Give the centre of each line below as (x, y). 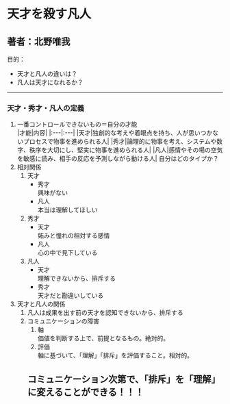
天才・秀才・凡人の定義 (46, 108)
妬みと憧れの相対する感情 (74, 236)
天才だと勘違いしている (71, 296)
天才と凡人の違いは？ (47, 74)
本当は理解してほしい (67, 210)
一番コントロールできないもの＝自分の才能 (77, 125)
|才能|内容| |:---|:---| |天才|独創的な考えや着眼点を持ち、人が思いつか (115, 133)
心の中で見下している (67, 253)
